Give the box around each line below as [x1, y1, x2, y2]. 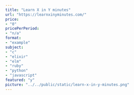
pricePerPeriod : [5, 26, 39, 31]
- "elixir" [5, 54, 28, 59]
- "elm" [5, 59, 22, 64]
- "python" [5, 68, 28, 73]
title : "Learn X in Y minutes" [5, 7, 71, 13]
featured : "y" [5, 77, 35, 82]
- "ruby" [5, 63, 24, 68]
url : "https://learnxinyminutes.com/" [5, 12, 87, 17]
